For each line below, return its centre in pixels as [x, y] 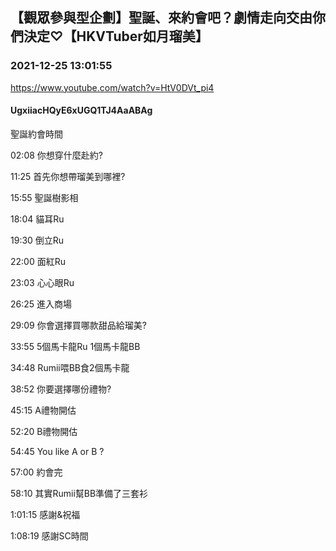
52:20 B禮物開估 [44, 431]
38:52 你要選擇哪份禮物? [61, 389]
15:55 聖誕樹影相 [44, 197]
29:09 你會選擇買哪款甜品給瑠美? [78, 325]
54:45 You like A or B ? [57, 451]
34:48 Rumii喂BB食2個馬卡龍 [70, 367]
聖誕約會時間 [36, 134]
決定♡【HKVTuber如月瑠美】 [116, 36]
